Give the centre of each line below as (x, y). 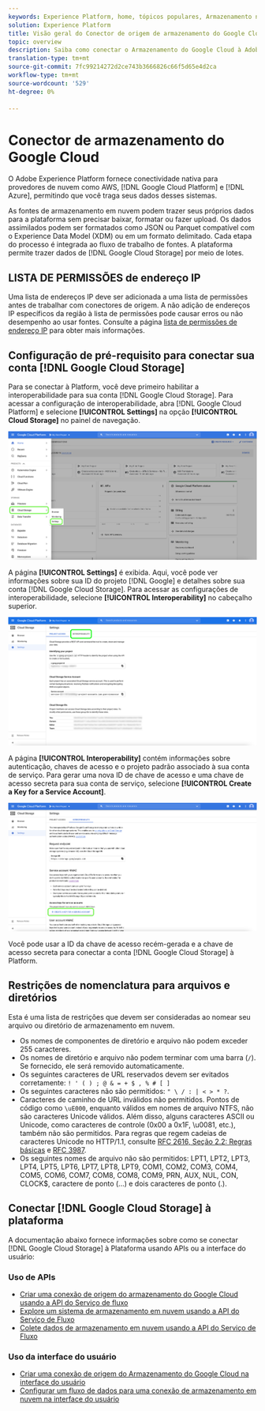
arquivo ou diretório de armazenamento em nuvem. (91, 1025)
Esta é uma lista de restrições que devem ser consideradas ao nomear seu (129, 1017)
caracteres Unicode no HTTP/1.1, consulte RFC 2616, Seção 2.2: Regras (136, 1141)
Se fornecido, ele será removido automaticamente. (102, 1066)
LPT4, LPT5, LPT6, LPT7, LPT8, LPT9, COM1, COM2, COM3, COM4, (129, 1167)
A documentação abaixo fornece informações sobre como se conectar (123, 1239)
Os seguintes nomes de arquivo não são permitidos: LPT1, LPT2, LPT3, (135, 1158)
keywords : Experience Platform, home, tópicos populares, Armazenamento (130, 17)
